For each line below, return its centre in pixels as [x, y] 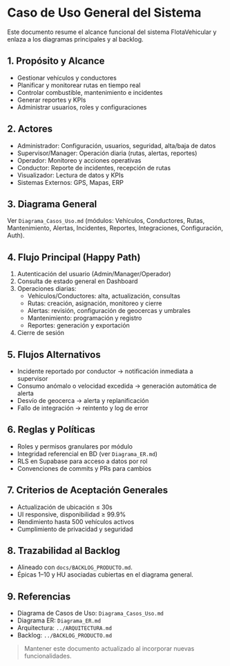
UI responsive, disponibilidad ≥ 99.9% [71, 514]
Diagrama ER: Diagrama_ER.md [59, 620]
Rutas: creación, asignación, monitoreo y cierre [95, 303]
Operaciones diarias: [47, 289]
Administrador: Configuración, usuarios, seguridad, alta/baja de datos [116, 145]
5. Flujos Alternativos [54, 354]
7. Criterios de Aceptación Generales [87, 490]
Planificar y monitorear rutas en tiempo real [79, 85]
